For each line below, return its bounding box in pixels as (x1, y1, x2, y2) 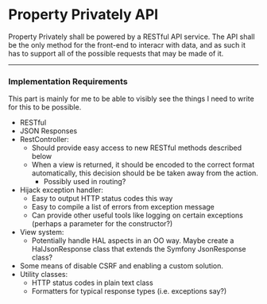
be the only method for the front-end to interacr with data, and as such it (8, 40, 246, 49)
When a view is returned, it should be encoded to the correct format (31, 160, 255, 170)
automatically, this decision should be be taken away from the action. (31, 168, 258, 178)
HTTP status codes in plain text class (31, 278, 153, 287)
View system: (19, 228, 64, 237)
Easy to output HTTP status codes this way (31, 194, 173, 203)
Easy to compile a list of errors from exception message (31, 202, 215, 212)
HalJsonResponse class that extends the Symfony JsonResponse (31, 244, 246, 254)
